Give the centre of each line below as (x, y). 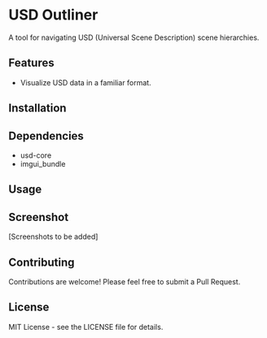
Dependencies (46, 136)
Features (31, 63)
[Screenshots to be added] (53, 236)
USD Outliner (53, 15)
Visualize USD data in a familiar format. (86, 82)
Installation (37, 108)
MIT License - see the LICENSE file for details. (86, 327)
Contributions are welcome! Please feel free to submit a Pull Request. (125, 281)
